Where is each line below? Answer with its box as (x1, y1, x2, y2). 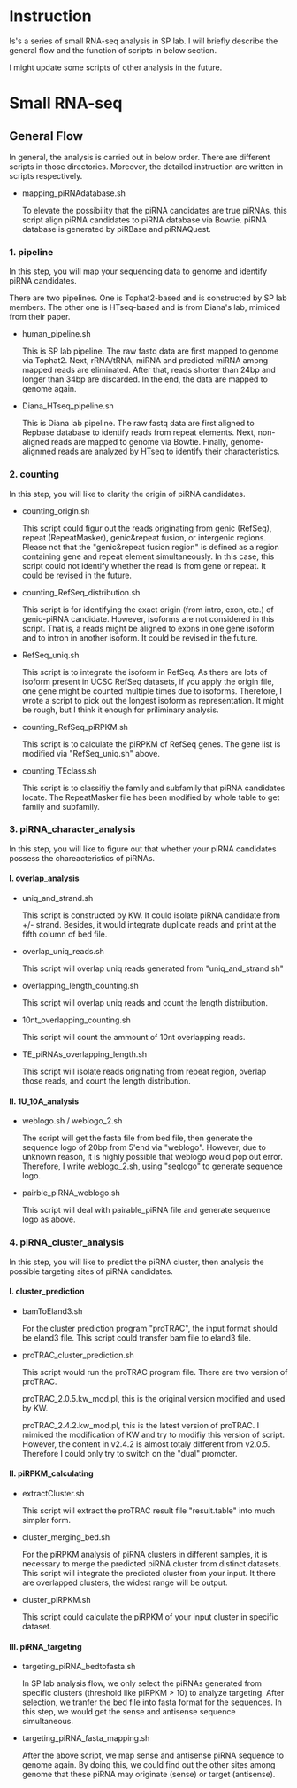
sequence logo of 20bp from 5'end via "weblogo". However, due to (21, 1142, 267, 1153)
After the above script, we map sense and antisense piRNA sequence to (21, 1750, 285, 1761)
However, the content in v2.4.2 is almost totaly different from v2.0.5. (21, 1438, 270, 1450)
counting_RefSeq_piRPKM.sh (21, 721, 128, 732)
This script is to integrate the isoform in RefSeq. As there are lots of (21, 666, 268, 677)
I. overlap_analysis (9, 873, 80, 883)
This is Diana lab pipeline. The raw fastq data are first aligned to (21, 418, 255, 429)
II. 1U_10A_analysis (9, 1096, 80, 1107)
